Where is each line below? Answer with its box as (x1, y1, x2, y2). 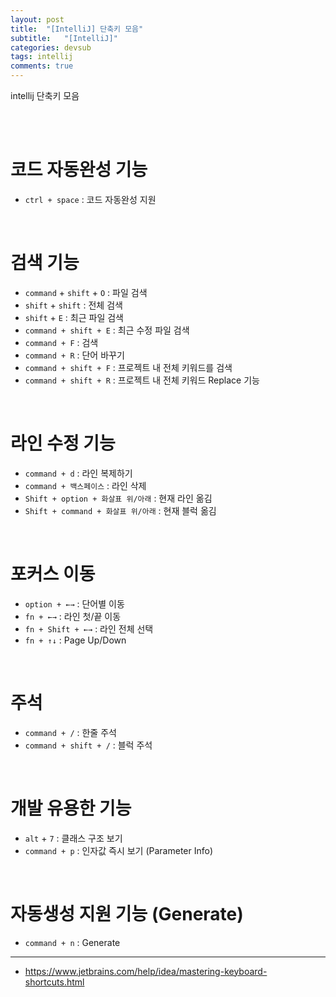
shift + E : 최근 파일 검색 (24, 311, 124, 323)
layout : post (10, 14, 65, 25)
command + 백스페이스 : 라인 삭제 (24, 479, 147, 491)
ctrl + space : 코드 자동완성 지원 (24, 193, 157, 205)
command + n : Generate (24, 936, 121, 948)
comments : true (10, 61, 74, 71)
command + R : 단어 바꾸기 (24, 349, 125, 361)
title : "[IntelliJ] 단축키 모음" (10, 24, 144, 34)
